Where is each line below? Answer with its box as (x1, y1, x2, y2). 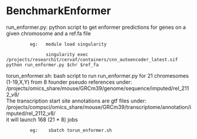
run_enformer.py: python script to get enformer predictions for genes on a (6, 24, 186, 31)
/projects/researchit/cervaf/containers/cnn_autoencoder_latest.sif (6, 57, 178, 62)
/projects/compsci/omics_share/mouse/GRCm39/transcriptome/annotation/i (6, 103, 192, 110)
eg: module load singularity (29, 41, 107, 47)
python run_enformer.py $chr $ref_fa (6, 62, 99, 68)
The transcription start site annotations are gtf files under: (6, 97, 147, 104)
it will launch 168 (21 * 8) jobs (6, 116, 78, 123)
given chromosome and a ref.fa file (6, 29, 91, 37)
